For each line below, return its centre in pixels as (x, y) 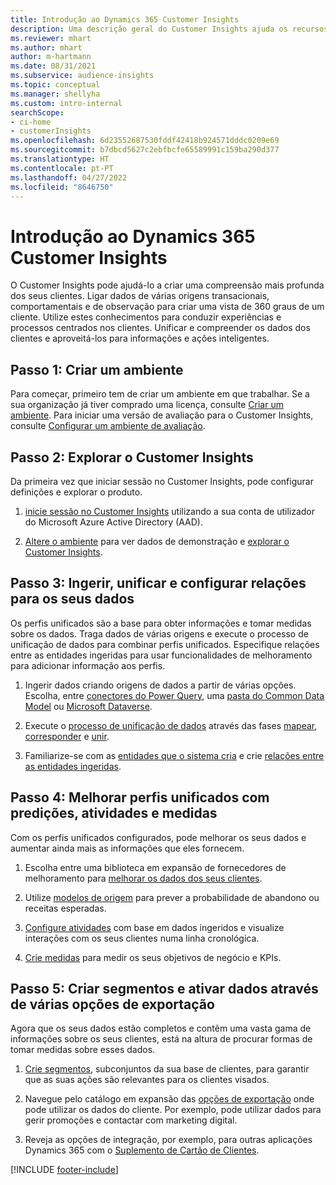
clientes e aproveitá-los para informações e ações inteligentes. (140, 338)
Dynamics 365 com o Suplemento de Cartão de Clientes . (142, 1150)
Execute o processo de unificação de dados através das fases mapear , (171, 725)
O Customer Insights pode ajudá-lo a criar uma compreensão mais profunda (167, 285)
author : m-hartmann (51, 57)
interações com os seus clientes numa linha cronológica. (142, 938)
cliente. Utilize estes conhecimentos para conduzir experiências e (146, 317)
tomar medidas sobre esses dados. (83, 1050)
